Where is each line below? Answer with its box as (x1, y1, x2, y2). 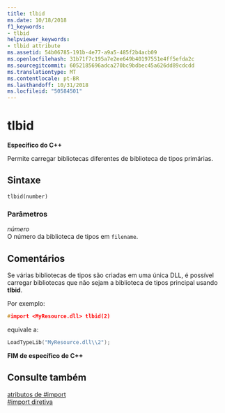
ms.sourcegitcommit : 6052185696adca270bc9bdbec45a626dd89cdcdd (7, 62, 195, 69)
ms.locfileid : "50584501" (7, 88, 82, 95)
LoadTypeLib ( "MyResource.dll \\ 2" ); (7, 338, 111, 345)
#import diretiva (7, 398, 54, 406)
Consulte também (7, 372, 87, 384)
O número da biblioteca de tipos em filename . (7, 233, 139, 241)
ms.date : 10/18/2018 (7, 17, 68, 24)
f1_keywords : (7, 23, 45, 30)
